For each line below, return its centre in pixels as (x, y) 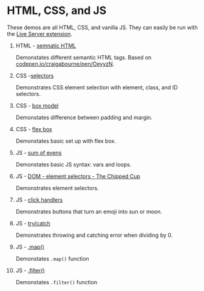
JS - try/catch (33, 223)
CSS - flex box (34, 129)
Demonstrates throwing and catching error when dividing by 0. (94, 235)
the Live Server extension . (39, 33)
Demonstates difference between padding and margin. (84, 117)
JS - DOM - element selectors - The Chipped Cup (78, 176)
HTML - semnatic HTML (46, 46)
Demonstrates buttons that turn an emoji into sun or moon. (89, 211)
